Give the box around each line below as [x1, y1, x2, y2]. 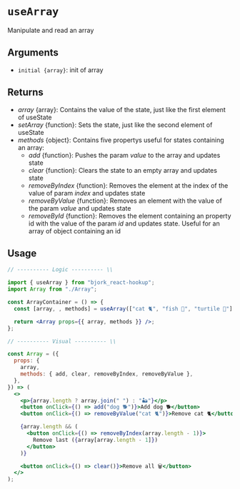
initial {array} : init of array [17, 66, 104, 74]
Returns [7, 86, 44, 99]
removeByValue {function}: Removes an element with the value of [28, 196, 223, 205]
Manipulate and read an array [7, 26, 94, 34]
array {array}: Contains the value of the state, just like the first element [17, 105, 226, 114]
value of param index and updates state [28, 188, 146, 197]
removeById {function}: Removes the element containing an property [28, 211, 231, 220]
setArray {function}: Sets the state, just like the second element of [17, 120, 213, 129]
